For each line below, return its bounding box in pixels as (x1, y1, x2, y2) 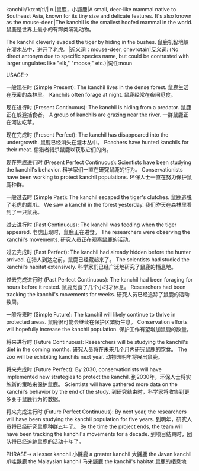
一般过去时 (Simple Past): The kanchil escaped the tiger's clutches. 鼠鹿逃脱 (6, 194, 192, 201)
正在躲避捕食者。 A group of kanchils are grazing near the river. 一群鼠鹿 (6, 111, 184, 118)
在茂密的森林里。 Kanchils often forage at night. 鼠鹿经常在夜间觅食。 (6, 91, 176, 98)
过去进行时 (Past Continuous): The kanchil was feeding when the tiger (6, 221, 177, 228)
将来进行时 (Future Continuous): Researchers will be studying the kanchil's (6, 339, 188, 345)
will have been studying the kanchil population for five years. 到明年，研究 (6, 416, 187, 422)
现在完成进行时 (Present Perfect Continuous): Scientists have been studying (6, 159, 191, 166)
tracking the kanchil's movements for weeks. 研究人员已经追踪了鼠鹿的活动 (6, 291, 190, 298)
